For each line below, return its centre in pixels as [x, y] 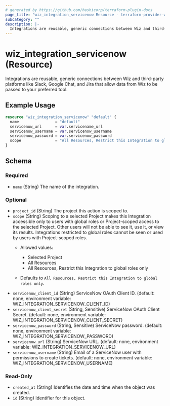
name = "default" [45, 122]
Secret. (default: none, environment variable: [59, 314]
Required [17, 175]
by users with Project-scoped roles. [50, 237]
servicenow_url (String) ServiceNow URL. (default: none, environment [85, 341]
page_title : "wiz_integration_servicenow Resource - [62, 15]
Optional [16, 200]
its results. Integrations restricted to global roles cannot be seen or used [88, 232]
